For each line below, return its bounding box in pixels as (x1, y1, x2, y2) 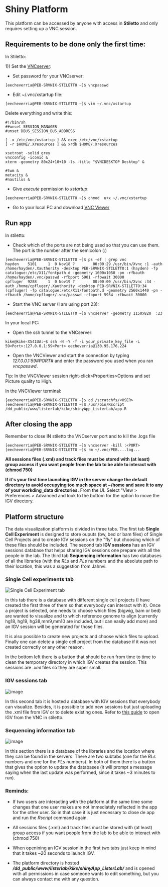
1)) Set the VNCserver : (5, 63, 52, 69)
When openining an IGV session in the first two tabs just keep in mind (12, 845, 156, 851)
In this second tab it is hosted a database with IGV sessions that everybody (5, 698, 160, 704)
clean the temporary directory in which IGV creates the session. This (5, 659, 147, 665)
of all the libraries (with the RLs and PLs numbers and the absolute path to (5, 558, 158, 564)
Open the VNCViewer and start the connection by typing (12, 352, 129, 358)
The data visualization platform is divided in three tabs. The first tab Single (5, 526, 159, 532)
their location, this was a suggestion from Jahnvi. (5, 563, 107, 569)
